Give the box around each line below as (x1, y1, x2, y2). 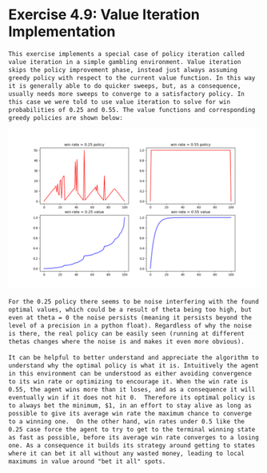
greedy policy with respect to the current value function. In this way (8, 74, 256, 81)
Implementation (8, 22, 116, 41)
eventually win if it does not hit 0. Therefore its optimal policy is (8, 393, 256, 401)
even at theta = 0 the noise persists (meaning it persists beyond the (8, 313, 252, 321)
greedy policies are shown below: (8, 113, 124, 121)
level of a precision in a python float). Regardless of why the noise (8, 321, 252, 329)
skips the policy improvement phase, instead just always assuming (8, 66, 238, 74)
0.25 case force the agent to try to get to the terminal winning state (8, 425, 256, 433)
